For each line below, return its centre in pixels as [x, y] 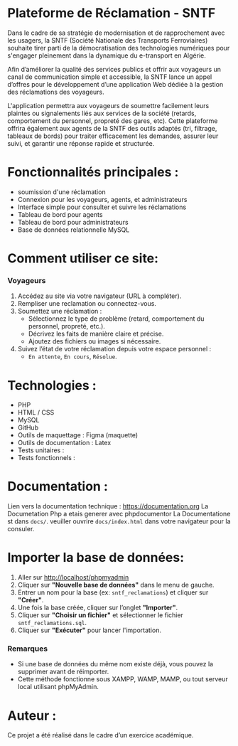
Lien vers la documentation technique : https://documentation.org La [108, 506]
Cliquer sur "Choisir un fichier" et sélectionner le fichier [100, 615]
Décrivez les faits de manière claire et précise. [96, 334]
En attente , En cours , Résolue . [72, 356]
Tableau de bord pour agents [60, 214]
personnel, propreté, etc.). [66, 326]
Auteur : [32, 715]
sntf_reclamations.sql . [52, 623]
